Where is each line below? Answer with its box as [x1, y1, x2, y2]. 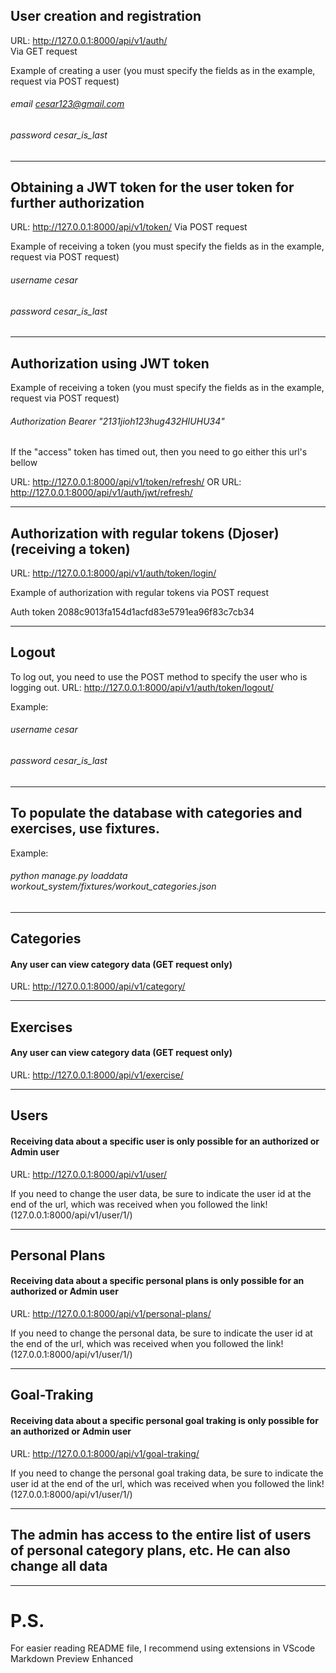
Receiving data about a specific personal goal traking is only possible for [10, 1415, 319, 1427]
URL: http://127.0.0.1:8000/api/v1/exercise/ [10, 1069, 184, 1081]
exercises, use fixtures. [10, 820, 160, 838]
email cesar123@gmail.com [10, 98, 125, 110]
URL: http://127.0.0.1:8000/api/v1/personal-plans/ [10, 1308, 212, 1320]
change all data [10, 1558, 108, 1575]
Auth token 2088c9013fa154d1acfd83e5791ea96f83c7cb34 [10, 606, 255, 618]
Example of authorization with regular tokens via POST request [10, 587, 270, 599]
